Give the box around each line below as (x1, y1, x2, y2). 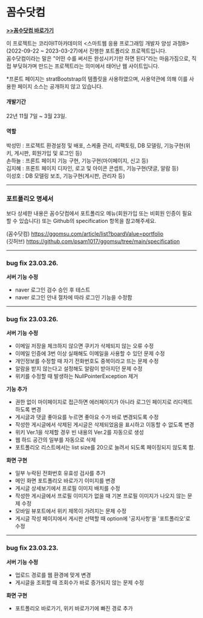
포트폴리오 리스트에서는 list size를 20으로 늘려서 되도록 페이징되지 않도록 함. (14, 444, 195, 451)
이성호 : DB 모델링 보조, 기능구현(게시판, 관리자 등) (6, 172, 125, 179)
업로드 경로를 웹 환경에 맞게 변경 (14, 571, 91, 579)
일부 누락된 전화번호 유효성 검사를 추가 (14, 470, 106, 477)
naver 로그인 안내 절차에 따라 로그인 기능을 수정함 (14, 293, 133, 301)
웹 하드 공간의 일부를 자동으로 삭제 (14, 436, 96, 444)
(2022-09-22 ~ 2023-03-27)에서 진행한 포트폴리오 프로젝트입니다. (6, 47, 167, 55)
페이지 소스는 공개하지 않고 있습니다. (17, 82, 103, 90)
